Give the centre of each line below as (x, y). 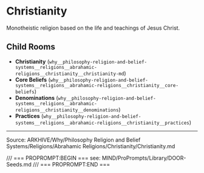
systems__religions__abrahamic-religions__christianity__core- (97, 85)
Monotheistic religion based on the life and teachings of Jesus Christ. (93, 28)
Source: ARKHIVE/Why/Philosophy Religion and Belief (73, 140)
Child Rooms (31, 47)
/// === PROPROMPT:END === (72, 164)
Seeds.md (19, 164)
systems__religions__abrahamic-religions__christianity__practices (102, 123)
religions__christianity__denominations (67, 110)
